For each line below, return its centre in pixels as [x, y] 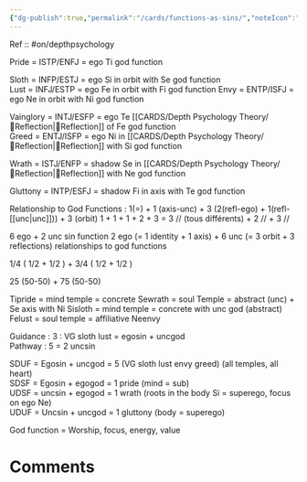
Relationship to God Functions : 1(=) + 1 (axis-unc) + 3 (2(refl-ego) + [138, 209]
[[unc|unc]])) [34, 218]
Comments [52, 466]
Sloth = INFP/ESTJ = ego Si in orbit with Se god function [115, 80]
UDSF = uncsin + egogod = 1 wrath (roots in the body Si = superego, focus [150, 392]
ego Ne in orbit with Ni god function [77, 99]
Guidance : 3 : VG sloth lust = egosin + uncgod [97, 336]
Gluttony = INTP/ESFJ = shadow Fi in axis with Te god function [127, 191]
